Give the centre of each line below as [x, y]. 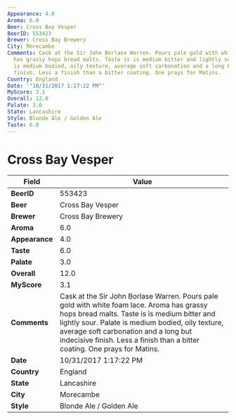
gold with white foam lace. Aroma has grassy [134, 305]
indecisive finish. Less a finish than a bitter [130, 340]
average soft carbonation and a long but [125, 332]
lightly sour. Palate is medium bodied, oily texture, [142, 322]
